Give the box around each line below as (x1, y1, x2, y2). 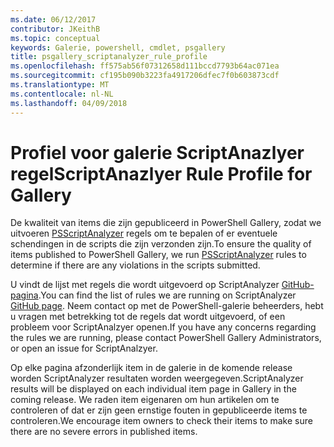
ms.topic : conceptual (10, 33, 101, 43)
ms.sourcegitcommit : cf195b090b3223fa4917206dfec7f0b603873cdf (10, 71, 280, 81)
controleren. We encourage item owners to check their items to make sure (10, 415, 313, 427)
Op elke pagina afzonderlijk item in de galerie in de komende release (10, 362, 293, 374)
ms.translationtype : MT (10, 80, 110, 90)
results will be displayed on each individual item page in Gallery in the (10, 383, 297, 395)
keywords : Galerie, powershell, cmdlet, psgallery (10, 42, 226, 53)
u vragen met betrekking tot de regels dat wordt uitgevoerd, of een (10, 311, 286, 323)
